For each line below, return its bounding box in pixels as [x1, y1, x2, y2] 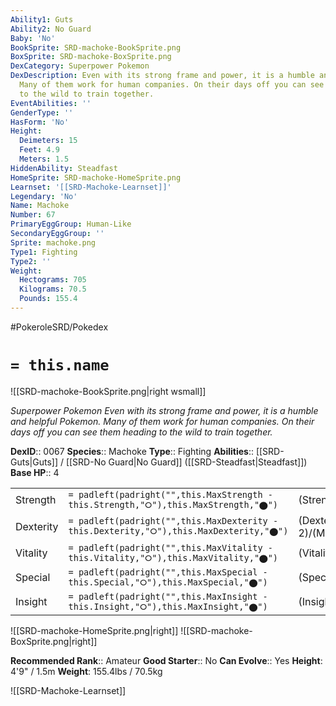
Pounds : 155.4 [19, 294, 78, 304]
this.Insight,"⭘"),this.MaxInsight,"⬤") [68, 601, 268, 612]
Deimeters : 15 [19, 136, 78, 146]
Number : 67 [10, 210, 56, 220]
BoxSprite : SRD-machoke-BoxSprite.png [10, 52, 172, 62]
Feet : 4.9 [19, 145, 60, 155]
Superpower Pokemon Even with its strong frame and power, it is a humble [10, 404, 319, 416]
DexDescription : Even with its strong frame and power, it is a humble [10, 71, 315, 81]
